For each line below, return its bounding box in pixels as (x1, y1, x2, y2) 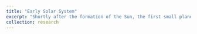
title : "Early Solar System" (6, 8, 77, 14)
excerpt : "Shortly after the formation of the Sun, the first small (6, 14, 177, 20)
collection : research (6, 19, 59, 25)
